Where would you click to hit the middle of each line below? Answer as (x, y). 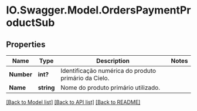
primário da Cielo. (85, 78)
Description (113, 61)
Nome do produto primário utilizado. (110, 88)
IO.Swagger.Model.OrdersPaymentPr (98, 10)
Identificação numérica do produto (108, 71)
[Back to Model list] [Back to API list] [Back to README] (73, 102)
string (46, 88)
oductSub (30, 23)
